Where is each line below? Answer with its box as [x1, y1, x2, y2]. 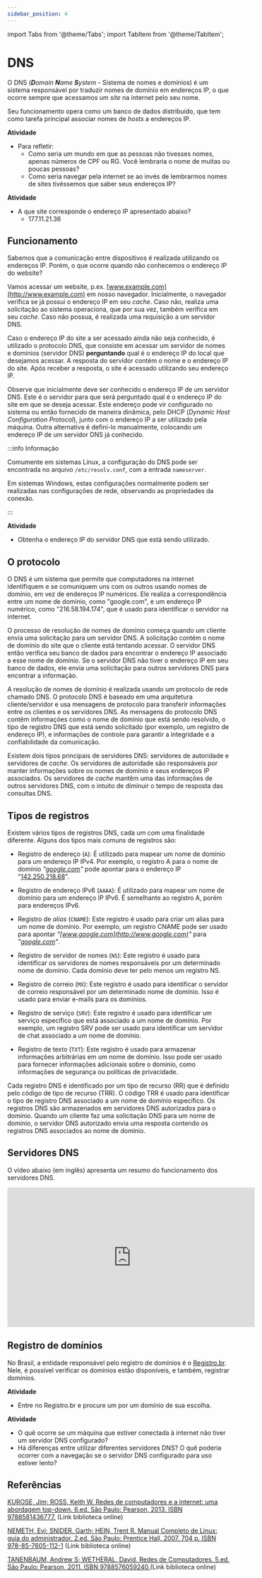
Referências [7, 1479, 62, 1492]
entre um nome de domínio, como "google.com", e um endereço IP [7, 597, 202, 606]
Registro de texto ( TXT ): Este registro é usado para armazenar [17, 1045, 196, 1053]
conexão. [7, 494, 35, 503]
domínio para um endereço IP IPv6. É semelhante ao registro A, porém [17, 894, 222, 902]
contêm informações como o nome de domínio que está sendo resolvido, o [7, 715, 226, 723]
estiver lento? [17, 1458, 58, 1467]
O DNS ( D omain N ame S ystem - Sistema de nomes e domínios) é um [7, 78, 208, 86]
